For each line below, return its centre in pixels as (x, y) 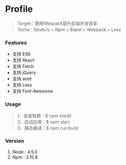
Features (16, 42)
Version (15, 141)
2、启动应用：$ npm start (43, 122)
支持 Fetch (23, 66)
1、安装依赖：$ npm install (44, 116)
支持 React (23, 60)
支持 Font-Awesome (33, 91)
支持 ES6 (21, 54)
